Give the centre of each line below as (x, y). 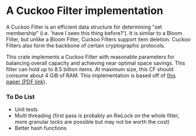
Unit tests (26, 110)
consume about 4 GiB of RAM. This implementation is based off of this (91, 75)
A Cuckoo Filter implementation (85, 11)
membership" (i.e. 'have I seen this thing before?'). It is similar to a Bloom (94, 33)
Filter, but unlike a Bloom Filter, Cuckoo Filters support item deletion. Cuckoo (98, 39)
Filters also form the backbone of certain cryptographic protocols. (86, 46)
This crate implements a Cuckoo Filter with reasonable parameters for (90, 57)
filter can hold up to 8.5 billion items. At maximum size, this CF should (90, 69)
